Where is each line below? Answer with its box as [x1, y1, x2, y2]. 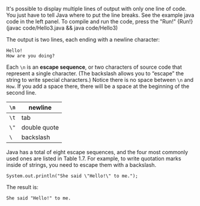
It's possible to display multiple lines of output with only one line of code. [6, 5, 187, 12]
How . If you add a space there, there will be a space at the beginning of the [6, 83, 190, 90]
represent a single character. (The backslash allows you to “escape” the [6, 70, 184, 77]
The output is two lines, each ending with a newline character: [6, 36, 160, 43]
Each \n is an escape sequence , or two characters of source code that [6, 63, 182, 70]
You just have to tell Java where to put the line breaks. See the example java [6, 11, 195, 19]
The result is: [6, 184, 39, 190]
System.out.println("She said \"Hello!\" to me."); [6, 173, 138, 179]
